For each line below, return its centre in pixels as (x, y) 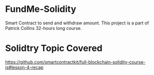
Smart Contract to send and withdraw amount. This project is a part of (77, 23)
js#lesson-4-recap (24, 67)
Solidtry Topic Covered (54, 48)
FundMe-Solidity (41, 9)
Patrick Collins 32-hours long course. (44, 28)
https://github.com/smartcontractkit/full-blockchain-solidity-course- (75, 62)
